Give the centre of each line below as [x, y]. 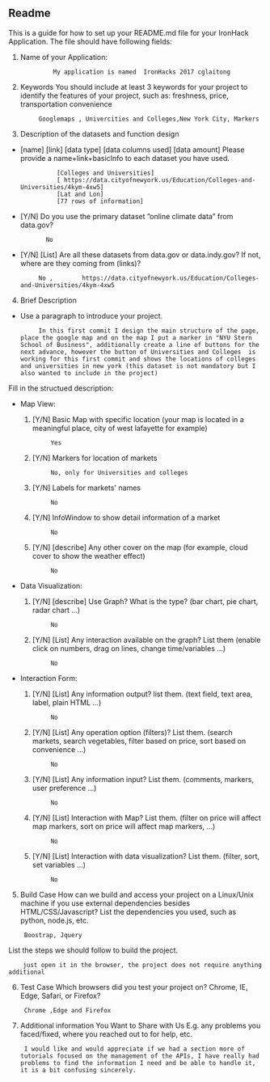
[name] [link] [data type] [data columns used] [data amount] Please [132, 150]
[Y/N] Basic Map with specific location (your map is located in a [138, 419]
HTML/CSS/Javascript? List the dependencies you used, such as [128, 911]
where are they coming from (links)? [80, 263]
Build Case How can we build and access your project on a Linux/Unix [137, 894]
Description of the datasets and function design [99, 133]
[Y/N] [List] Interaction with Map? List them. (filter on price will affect [146, 818]
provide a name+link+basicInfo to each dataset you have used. [125, 158]
